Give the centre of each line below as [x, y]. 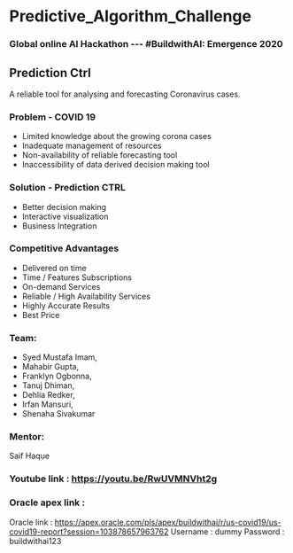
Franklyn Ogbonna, [57, 376]
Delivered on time [54, 268]
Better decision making [64, 206]
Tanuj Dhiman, [48, 386]
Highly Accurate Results [66, 305]
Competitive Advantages [64, 248]
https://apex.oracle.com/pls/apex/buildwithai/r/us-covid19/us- [168, 522]
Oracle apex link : [47, 502]
